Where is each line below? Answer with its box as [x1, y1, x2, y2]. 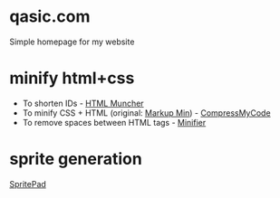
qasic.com [9, 6, 91, 27]
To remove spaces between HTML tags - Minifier [22, 117, 207, 127]
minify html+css [9, 68, 135, 89]
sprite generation [9, 149, 142, 169]
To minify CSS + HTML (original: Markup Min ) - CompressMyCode [22, 107, 271, 118]
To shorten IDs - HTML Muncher [22, 98, 144, 108]
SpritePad [9, 178, 47, 189]
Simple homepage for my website [9, 36, 135, 47]
